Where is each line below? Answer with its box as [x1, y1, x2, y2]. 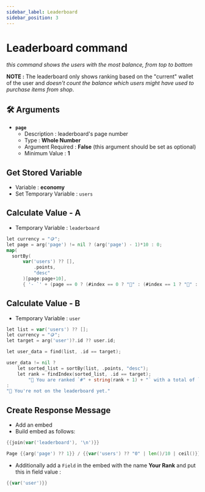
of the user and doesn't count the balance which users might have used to [6, 79, 194, 87]
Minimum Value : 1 [24, 150, 70, 157]
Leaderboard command [6, 41, 128, 55]
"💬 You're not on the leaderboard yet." [6, 388, 111, 394]
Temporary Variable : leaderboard [15, 224, 99, 231]
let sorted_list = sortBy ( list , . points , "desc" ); [17, 365, 149, 372]
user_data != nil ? [6, 360, 56, 366]
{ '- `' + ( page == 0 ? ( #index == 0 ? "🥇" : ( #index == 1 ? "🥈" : [22, 281, 198, 287]
